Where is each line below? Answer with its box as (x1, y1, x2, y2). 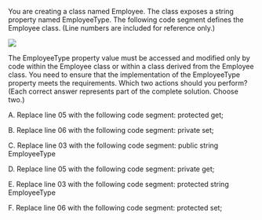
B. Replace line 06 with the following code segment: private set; (8, 126, 214, 134)
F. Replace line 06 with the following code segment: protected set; (8, 203, 223, 212)
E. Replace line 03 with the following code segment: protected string (8, 180, 229, 189)
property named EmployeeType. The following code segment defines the (8, 15, 244, 24)
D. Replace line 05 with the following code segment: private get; (8, 164, 215, 174)
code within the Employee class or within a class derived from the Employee (8, 62, 254, 71)
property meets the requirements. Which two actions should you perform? (8, 79, 248, 87)
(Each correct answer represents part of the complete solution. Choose (8, 86, 239, 96)
